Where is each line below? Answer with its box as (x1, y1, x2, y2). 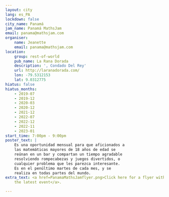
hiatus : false (5, 82, 35, 87)
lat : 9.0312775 (14, 77, 46, 82)
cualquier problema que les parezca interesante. (14, 161, 121, 166)
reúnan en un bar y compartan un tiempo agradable (14, 152, 123, 157)
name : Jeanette (14, 40, 46, 45)
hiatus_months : (5, 86, 37, 92)
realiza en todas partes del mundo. (14, 170, 92, 175)
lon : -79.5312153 (14, 73, 51, 78)
